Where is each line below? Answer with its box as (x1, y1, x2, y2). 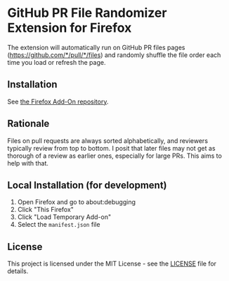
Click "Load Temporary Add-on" (17, 213, 111, 221)
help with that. (7, 158, 49, 167)
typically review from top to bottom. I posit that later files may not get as (7, 144, 216, 152)
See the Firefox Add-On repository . (7, 97, 109, 106)
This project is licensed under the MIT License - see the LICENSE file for (7, 259, 216, 268)
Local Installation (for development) (7, 179, 167, 191)
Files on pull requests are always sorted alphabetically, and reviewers (7, 136, 209, 145)
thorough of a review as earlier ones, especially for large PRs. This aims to (7, 151, 223, 160)
